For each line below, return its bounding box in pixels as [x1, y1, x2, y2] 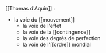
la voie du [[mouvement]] [13, 16, 75, 23]
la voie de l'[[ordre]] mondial [22, 41, 91, 48]
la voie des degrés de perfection [22, 35, 101, 41]
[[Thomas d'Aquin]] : [5, 5, 55, 12]
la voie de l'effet [22, 23, 62, 29]
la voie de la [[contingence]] [22, 29, 91, 36]
